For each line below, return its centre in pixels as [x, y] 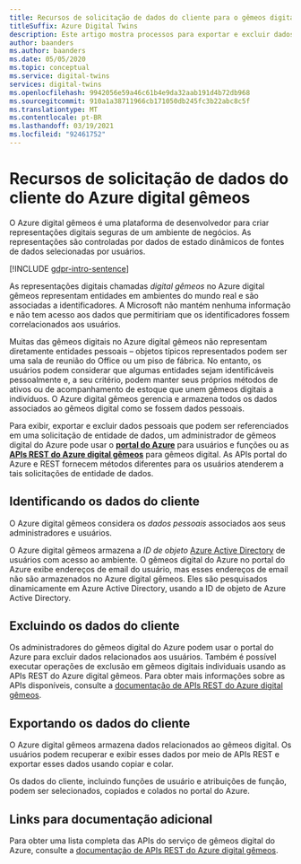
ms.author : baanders [48, 51]
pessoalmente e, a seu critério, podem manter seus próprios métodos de [144, 380]
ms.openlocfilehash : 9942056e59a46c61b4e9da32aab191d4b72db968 [130, 92]
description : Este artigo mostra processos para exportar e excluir [140, 34]
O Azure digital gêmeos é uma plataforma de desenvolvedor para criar [139, 223]
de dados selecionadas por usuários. [77, 251]
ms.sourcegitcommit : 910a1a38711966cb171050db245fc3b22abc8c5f [130, 101]
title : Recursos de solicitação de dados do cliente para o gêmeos [138, 17]
